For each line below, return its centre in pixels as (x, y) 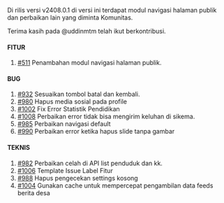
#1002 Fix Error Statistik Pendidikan (68, 109)
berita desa (33, 192)
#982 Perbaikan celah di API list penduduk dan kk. (90, 163)
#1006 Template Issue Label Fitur (65, 170)
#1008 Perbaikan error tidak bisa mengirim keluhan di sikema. (106, 117)
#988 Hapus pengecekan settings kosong (77, 178)
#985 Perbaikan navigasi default (64, 124)
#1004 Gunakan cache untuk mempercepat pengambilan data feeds (115, 185)
